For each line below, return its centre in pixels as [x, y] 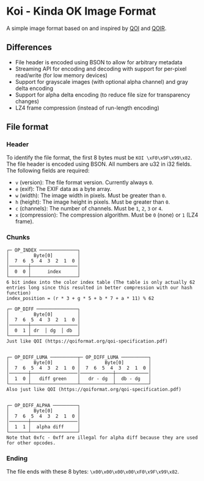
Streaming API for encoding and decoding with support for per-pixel [101, 69]
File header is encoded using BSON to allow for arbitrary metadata [99, 62]
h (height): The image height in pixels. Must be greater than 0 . [93, 202]
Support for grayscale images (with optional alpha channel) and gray [101, 81]
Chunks [18, 237]
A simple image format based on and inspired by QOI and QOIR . [86, 28]
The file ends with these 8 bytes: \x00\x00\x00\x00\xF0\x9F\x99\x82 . [93, 472]
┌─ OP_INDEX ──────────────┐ [43, 250]
